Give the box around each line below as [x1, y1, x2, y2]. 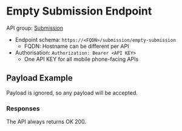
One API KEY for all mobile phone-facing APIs [24, 55, 139, 62]
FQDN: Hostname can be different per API [24, 42, 129, 50]
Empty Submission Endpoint [6, 4, 152, 18]
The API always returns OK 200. [6, 118, 87, 126]
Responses [6, 104, 41, 113]
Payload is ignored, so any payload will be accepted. [6, 89, 138, 96]
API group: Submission [6, 24, 64, 32]
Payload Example [6, 73, 73, 83]
